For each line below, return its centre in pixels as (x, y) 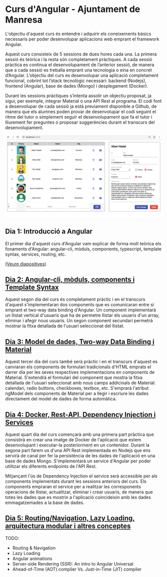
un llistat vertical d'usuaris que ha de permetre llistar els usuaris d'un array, (83, 315)
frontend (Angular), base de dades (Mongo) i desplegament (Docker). (77, 86)
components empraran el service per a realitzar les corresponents (73, 486)
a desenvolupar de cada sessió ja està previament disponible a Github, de (81, 106)
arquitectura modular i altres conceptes (68, 526)
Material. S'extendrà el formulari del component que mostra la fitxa (74, 378)
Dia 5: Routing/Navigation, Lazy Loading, (70, 518)
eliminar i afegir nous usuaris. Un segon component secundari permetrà (79, 321)
